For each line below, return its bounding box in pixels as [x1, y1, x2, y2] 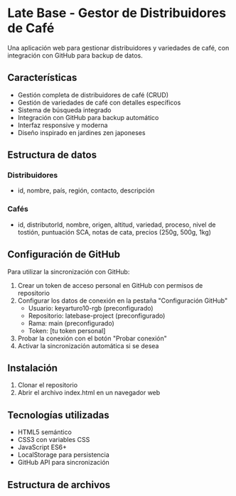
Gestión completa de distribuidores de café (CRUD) [17, 90, 169, 99]
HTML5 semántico [17, 428, 73, 436]
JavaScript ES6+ [17, 443, 68, 452]
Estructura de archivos [7, 478, 111, 491]
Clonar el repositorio [17, 381, 78, 389]
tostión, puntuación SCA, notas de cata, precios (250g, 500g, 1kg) [17, 227, 212, 236]
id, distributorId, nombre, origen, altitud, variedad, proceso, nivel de [17, 220, 216, 229]
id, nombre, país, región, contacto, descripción [17, 186, 155, 195]
